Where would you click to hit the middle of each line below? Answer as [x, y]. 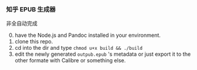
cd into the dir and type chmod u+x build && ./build [79, 48]
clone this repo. [34, 42]
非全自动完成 [22, 23]
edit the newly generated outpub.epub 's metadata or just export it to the [103, 54]
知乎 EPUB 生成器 [31, 9]
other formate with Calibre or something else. [70, 61]
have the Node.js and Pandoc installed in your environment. [88, 35]
